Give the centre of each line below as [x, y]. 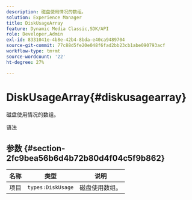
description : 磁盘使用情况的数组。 [46, 12]
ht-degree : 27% [25, 62]
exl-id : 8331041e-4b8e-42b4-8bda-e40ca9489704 [66, 40]
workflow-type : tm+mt [33, 51]
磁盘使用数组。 [101, 188]
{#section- [45, 148]
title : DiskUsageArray [35, 23]
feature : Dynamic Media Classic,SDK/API [58, 29]
